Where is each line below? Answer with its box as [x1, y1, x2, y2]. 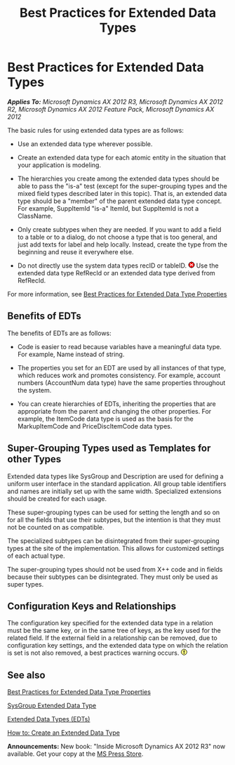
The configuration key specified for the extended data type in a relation [7, 619, 214, 627]
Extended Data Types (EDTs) [7, 715, 90, 724]
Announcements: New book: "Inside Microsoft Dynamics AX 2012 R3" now [7, 743, 226, 751]
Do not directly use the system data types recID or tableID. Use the [17, 261, 219, 270]
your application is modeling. [17, 160, 102, 169]
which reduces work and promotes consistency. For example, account [17, 371, 221, 379]
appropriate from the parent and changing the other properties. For [17, 407, 212, 415]
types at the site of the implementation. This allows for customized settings [7, 544, 224, 552]
